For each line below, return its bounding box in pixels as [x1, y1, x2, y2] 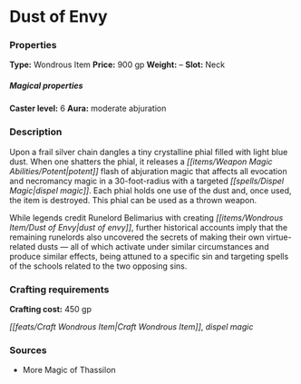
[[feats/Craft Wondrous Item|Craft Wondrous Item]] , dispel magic [9, 321, 254, 332]
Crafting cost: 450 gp [9, 304, 92, 315]
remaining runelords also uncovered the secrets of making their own [9, 231, 265, 242]
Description [9, 125, 63, 138]
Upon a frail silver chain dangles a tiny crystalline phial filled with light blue [9, 146, 288, 157]
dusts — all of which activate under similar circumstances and [37, 241, 269, 251]
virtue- [266, 231, 292, 242]
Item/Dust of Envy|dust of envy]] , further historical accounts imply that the [9, 222, 288, 232]
